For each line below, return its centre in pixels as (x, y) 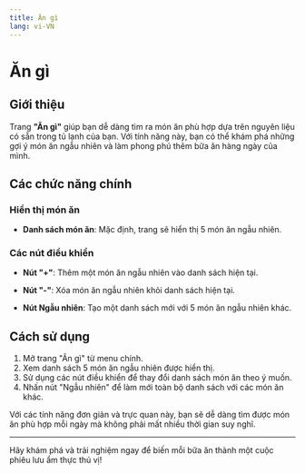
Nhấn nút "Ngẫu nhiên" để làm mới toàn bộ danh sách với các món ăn (153, 388)
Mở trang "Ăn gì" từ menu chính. (83, 359)
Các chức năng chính (71, 184)
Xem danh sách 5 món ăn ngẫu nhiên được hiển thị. (118, 368)
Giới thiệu (37, 105)
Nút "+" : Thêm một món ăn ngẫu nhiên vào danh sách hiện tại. (140, 272)
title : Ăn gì (34, 18)
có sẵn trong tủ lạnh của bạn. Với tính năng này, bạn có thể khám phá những (152, 136)
